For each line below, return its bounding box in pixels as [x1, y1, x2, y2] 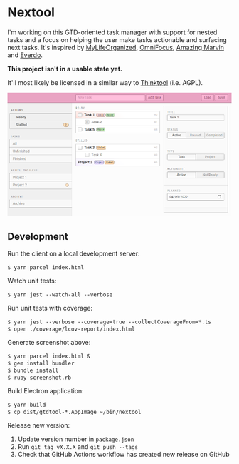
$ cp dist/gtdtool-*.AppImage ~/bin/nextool [7, 408, 142, 415]
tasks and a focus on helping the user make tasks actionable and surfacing [7, 35, 228, 44]
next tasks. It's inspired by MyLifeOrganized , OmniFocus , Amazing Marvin [7, 43, 225, 51]
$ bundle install [7, 367, 59, 374]
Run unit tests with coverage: [7, 303, 93, 312]
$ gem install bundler [7, 360, 75, 367]
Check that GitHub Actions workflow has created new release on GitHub [17, 450, 230, 458]
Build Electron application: [7, 386, 84, 395]
